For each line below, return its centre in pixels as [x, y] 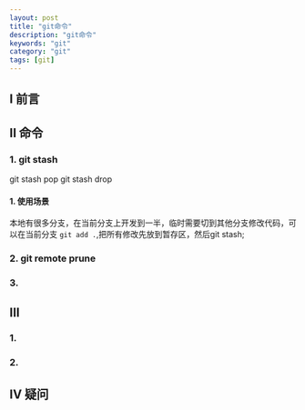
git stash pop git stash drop [61, 179]
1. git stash [34, 159]
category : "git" [40, 52]
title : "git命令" [41, 26]
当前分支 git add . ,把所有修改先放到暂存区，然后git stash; [135, 235]
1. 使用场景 [30, 201]
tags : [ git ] [32, 60]
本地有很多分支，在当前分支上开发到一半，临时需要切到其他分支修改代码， [149, 223]
